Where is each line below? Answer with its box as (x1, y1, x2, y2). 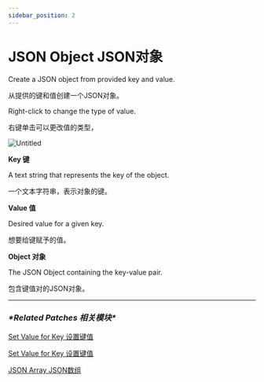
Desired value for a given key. (8, 219, 104, 228)
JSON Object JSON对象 (8, 48, 163, 65)
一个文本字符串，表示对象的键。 (8, 186, 112, 196)
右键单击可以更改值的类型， (8, 123, 98, 132)
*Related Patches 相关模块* (8, 312, 116, 323)
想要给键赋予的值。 (8, 235, 71, 244)
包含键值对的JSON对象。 (8, 284, 90, 293)
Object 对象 (8, 252, 46, 261)
